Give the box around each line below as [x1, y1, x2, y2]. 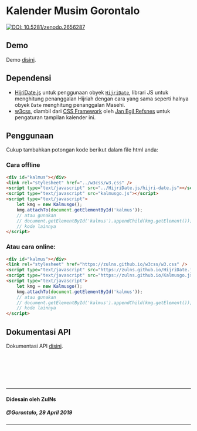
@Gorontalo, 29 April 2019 [6, 409, 73, 416]
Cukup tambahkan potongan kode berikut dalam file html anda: [6, 146, 158, 153]
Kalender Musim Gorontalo [6, 4, 140, 18]
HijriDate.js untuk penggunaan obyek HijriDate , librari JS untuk [14, 89, 169, 96]
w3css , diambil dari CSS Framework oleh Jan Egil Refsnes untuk [14, 107, 171, 115]
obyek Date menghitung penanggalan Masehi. [14, 101, 125, 108]
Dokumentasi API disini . [6, 342, 63, 350]
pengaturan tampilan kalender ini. [14, 113, 96, 121]
